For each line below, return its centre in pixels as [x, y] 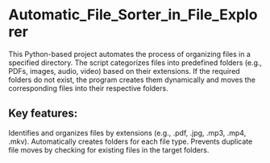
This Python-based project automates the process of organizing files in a [130, 54]
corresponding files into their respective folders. [88, 88]
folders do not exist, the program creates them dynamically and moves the [132, 79]
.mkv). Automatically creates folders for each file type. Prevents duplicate [131, 141]
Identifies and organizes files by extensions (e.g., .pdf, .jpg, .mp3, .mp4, [127, 132]
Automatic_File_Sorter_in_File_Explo [133, 15]
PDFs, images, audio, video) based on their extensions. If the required [124, 71]
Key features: [43, 114]
